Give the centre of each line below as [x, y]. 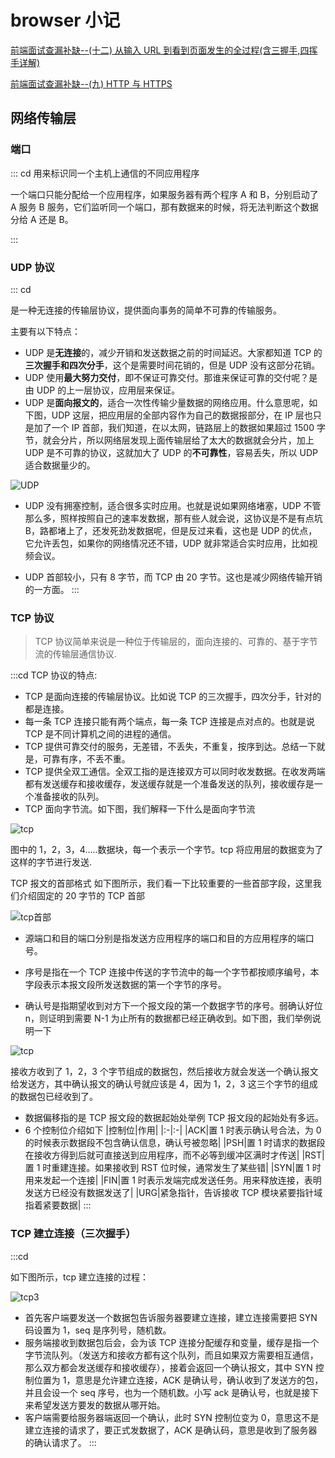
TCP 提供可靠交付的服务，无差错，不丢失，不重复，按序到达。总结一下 [170, 747]
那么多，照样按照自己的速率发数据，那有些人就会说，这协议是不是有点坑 [173, 518]
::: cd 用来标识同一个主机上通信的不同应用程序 [105, 173]
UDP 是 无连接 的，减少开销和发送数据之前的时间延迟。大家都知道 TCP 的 [173, 352]
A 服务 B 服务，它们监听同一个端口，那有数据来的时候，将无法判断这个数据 [164, 207]
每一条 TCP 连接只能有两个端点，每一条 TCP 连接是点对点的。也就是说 [170, 722]
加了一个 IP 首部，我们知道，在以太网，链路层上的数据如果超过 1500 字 [179, 427]
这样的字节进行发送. [51, 862]
